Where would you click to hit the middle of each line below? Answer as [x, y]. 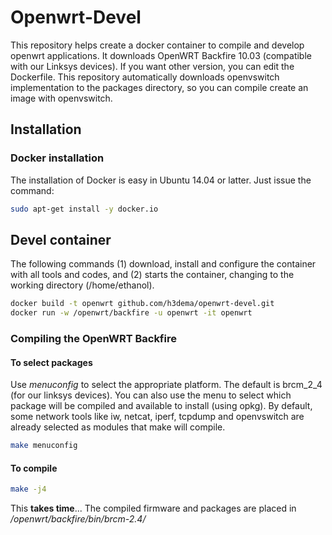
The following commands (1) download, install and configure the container [163, 264]
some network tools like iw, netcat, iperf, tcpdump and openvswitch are [157, 417]
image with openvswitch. [61, 98]
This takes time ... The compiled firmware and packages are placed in [153, 508]
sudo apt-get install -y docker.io [84, 209]
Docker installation [57, 158]
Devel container [61, 239]
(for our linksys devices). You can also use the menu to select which [151, 395]
